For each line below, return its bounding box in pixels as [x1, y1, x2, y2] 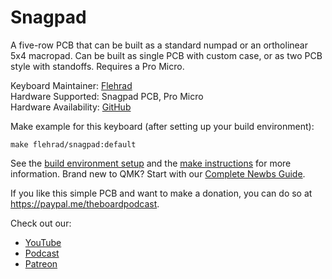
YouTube [24, 236, 62, 248]
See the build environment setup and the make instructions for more [10, 157, 292, 169]
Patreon [24, 257, 58, 270]
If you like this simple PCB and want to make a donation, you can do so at [10, 187, 313, 199]
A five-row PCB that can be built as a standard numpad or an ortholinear [10, 39, 308, 51]
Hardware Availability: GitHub [10, 101, 132, 113]
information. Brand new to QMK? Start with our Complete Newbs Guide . [10, 167, 306, 180]
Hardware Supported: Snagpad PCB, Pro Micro [10, 90, 204, 102]
